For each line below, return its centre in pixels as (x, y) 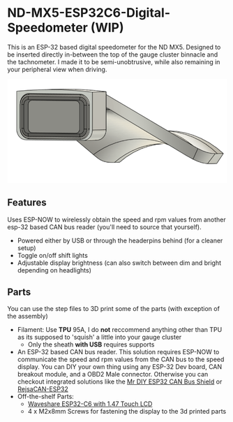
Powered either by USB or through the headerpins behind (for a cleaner (120, 240)
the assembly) (28, 316)
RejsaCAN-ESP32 (43, 389)
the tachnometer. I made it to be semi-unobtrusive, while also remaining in (114, 61)
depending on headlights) (54, 270)
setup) (27, 248)
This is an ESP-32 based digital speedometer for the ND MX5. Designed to (114, 47)
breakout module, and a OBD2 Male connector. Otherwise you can (113, 374)
